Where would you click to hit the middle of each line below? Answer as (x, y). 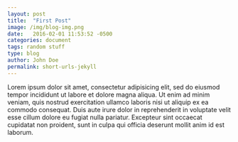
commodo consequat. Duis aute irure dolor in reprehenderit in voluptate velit (119, 109)
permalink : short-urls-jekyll (52, 67)
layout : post (27, 14)
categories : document (39, 40)
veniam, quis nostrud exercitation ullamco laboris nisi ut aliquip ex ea (108, 102)
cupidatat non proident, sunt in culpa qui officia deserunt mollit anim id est (116, 124)
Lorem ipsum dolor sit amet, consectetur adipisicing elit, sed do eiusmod (114, 87)
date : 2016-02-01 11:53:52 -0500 (60, 34)
